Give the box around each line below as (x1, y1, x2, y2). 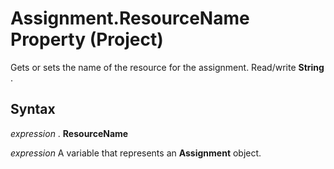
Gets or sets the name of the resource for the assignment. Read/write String (10, 61, 325, 73)
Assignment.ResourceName (10, 7, 250, 30)
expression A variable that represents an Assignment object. (10, 147, 262, 159)
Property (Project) (10, 28, 164, 51)
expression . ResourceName (10, 127, 129, 139)
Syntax (10, 101, 56, 118)
